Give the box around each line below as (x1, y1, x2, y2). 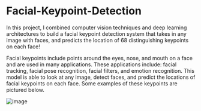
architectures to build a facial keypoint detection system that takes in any (6, 30, 187, 37)
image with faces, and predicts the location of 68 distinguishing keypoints (6, 36, 189, 44)
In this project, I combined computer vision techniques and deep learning (6, 24, 187, 31)
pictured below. (6, 86, 45, 93)
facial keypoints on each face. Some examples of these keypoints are (6, 79, 178, 87)
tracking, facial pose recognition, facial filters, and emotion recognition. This (6, 67, 195, 74)
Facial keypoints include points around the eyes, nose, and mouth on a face (6, 54, 193, 61)
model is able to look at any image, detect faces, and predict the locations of (6, 73, 196, 81)
